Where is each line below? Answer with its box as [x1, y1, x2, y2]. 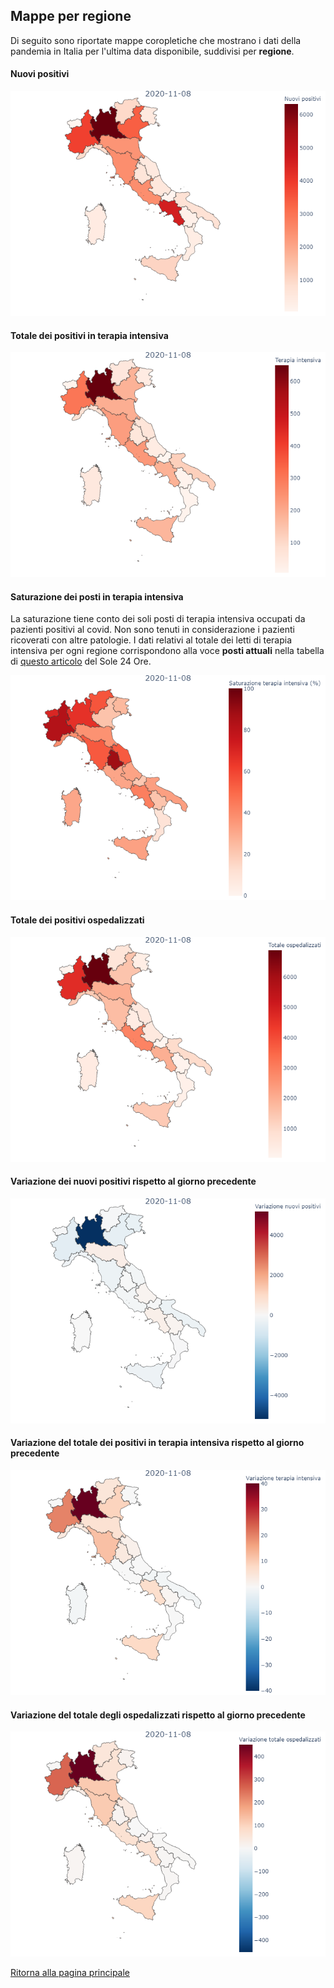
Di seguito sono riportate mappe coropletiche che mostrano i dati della [10, 34, 302, 46]
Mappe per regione [10, 8, 132, 25]
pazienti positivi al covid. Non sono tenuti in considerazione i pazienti [10, 624, 295, 636]
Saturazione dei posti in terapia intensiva [10, 590, 184, 603]
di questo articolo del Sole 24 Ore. [10, 655, 152, 668]
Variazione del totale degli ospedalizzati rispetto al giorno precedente [10, 1709, 306, 1721]
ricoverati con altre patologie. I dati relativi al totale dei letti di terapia [10, 634, 293, 646]
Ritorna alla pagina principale [10, 1967, 131, 1979]
